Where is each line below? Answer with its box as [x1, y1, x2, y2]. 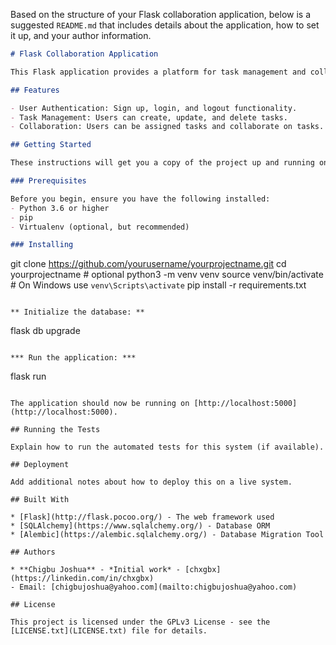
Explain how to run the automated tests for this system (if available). [10, 442, 325, 453]
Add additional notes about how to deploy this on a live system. [10, 477, 293, 488]
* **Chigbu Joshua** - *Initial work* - [10, 565, 182, 575]
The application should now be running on [10, 399, 190, 409]
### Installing [10, 240, 74, 250]
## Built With [10, 495, 70, 505]
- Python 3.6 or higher [10, 203, 110, 213]
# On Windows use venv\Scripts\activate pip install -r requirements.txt [10, 279, 307, 291]
